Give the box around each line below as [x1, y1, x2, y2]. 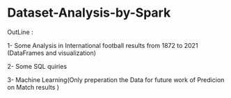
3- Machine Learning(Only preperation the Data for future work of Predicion [7, 75, 225, 84]
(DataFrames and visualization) [7, 49, 96, 57]
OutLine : [7, 28, 33, 36]
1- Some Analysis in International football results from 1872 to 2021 [7, 41, 198, 49]
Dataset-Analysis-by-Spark [7, 5, 171, 21]
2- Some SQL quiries [7, 62, 67, 70]
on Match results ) [7, 83, 60, 91]
